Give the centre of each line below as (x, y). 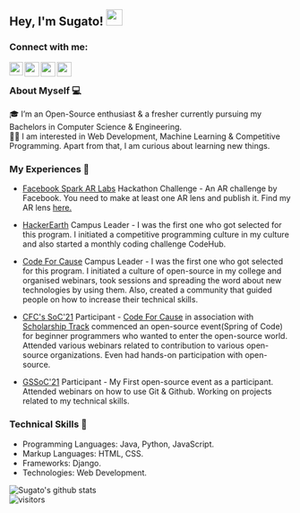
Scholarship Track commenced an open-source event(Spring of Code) (153, 326)
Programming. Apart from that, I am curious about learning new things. (140, 145)
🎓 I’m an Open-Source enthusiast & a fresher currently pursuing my (136, 114)
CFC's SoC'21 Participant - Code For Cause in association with (138, 317)
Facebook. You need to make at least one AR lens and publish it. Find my (156, 198)
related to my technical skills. (76, 401)
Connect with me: (49, 48)
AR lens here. (47, 208)
